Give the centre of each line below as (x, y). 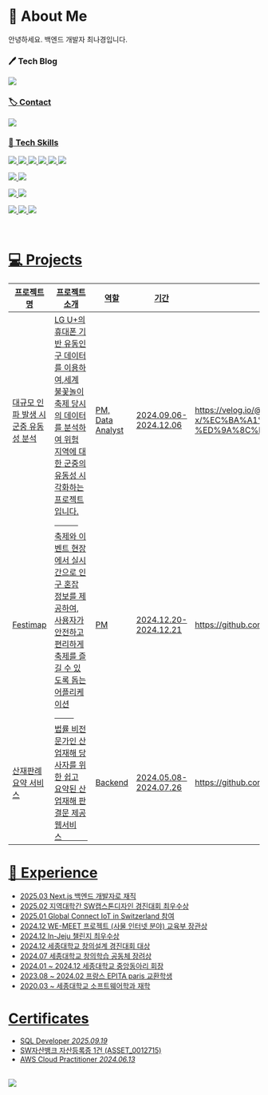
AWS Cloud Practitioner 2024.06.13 (77, 1059)
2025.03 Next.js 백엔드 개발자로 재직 (78, 896)
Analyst (109, 430)
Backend (112, 782)
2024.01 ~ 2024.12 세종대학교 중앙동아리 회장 (92, 966)
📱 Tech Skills (33, 143)
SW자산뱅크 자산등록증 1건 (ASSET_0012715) (91, 1050)
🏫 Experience (53, 873)
